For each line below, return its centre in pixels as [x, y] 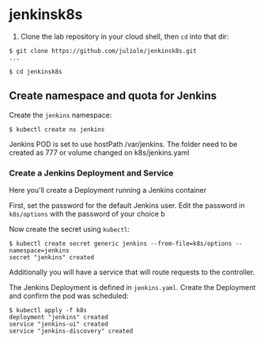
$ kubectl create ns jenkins [57, 129]
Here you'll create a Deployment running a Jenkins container [108, 190]
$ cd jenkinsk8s [36, 72]
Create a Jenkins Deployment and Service [91, 173]
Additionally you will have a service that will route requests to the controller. [132, 272]
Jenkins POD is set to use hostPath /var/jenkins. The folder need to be [123, 144]
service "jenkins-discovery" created [71, 331]
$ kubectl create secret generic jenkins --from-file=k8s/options [121, 244]
